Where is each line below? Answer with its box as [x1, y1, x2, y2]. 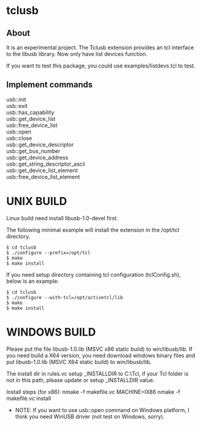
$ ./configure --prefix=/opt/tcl [6, 249, 91, 255]
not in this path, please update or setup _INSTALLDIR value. [6, 376, 155, 384]
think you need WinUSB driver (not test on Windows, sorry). [15, 413, 165, 420]
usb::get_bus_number [6, 147, 61, 155]
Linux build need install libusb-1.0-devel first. [6, 214, 119, 221]
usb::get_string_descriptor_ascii [6, 160, 86, 167]
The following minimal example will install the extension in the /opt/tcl [6, 226, 180, 234]
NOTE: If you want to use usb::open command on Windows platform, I [15, 406, 189, 413]
